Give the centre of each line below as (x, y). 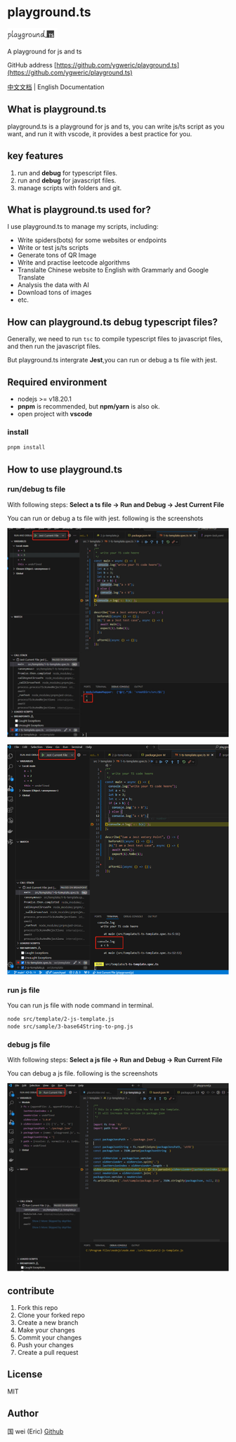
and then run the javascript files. (54, 346)
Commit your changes (50, 1337)
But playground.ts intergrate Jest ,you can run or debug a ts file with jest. (112, 360)
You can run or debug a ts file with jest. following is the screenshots (105, 518)
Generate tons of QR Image (57, 255)
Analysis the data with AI (53, 285)
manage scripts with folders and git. (70, 187)
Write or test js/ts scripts (53, 248)
